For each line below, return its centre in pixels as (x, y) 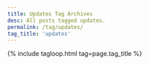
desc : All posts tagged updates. (56, 20)
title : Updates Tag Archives (50, 14)
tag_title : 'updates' (39, 34)
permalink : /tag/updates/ (45, 27)
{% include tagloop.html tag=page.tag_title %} (75, 54)
